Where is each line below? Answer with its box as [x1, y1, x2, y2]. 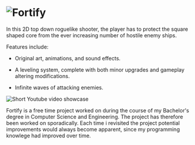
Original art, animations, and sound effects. [14, 54, 121, 62]
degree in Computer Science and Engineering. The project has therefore [6, 113, 183, 120]
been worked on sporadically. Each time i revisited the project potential [6, 119, 180, 127]
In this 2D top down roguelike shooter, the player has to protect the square [6, 25, 188, 33]
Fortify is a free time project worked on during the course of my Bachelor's [6, 107, 190, 114]
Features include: [6, 43, 49, 50]
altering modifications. [14, 72, 70, 79]
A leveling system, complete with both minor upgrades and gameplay [14, 66, 185, 73]
